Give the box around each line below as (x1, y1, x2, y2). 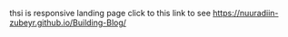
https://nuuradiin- (212, 8, 279, 18)
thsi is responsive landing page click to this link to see (9, 8, 212, 18)
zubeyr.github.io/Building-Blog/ (9, 17, 127, 28)
